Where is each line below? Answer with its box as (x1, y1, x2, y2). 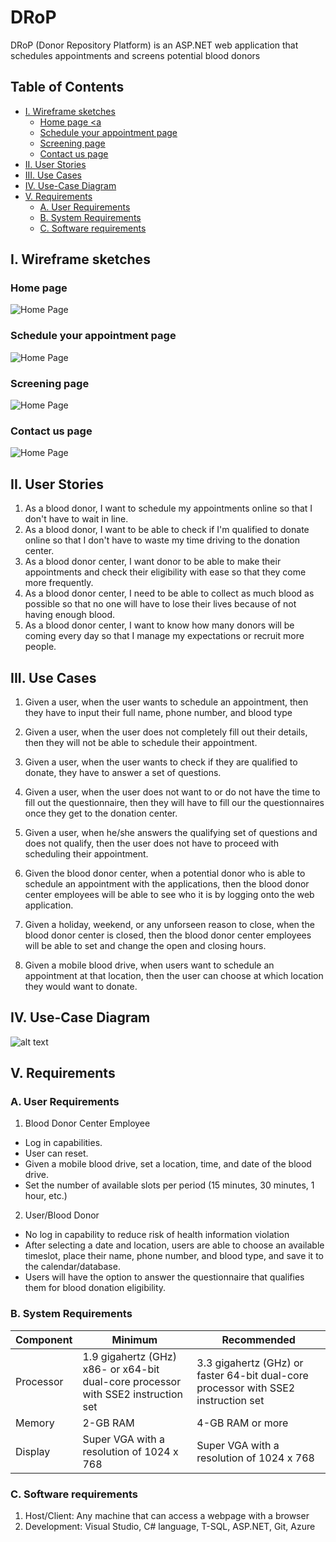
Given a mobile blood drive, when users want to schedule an (24, 959, 275, 971)
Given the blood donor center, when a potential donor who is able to (24, 867, 306, 879)
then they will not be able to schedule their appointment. (24, 736, 258, 748)
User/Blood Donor (24, 1209, 100, 1221)
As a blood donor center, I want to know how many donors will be (24, 619, 295, 631)
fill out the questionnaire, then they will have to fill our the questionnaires (24, 796, 325, 808)
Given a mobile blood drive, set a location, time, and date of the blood (24, 1158, 312, 1170)
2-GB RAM (82, 1416, 135, 1430)
